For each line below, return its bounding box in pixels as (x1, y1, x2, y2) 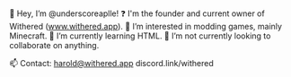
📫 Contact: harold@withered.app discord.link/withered (9, 58, 214, 68)
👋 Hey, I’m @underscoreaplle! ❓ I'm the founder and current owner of (9, 8, 265, 19)
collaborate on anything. (9, 40, 100, 50)
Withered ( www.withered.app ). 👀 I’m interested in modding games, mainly (9, 21, 283, 31)
